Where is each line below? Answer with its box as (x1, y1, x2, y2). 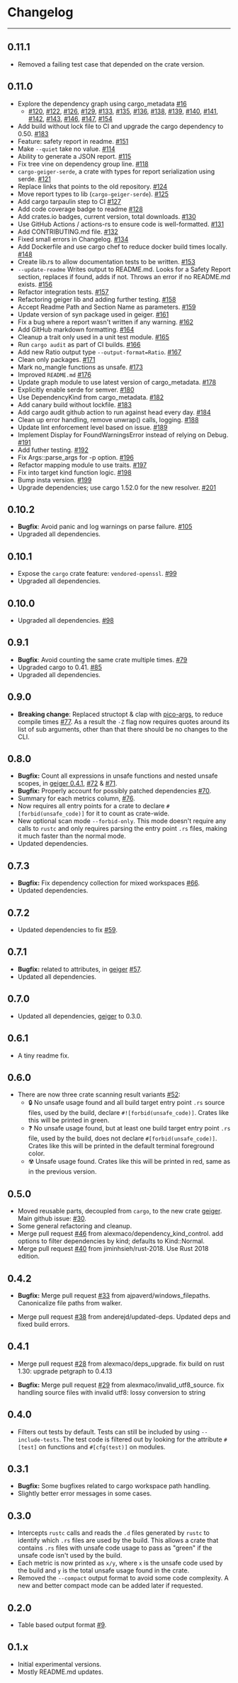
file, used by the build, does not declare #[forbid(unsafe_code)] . (28, 1134, 217, 1143)
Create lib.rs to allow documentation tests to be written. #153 (17, 257, 196, 266)
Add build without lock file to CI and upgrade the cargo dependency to (17, 122, 224, 130)
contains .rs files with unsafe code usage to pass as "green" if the (17, 1543, 212, 1552)
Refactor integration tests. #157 (17, 288, 109, 296)
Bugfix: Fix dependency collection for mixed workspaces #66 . (17, 879, 200, 888)
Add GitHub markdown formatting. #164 (17, 325, 135, 334)
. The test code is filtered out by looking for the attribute (59, 1435, 222, 1444)
